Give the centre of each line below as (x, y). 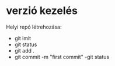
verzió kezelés (42, 11)
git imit (22, 38)
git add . (25, 50)
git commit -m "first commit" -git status (62, 57)
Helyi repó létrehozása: (34, 27)
